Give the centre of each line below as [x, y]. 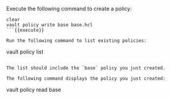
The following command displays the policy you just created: [86, 79]
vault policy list [25, 52]
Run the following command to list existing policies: [77, 41]
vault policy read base [34, 90]
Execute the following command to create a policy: [69, 9]
